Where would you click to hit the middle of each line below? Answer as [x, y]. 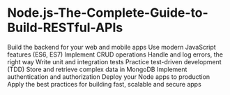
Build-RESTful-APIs [65, 28]
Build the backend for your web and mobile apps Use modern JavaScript [112, 47]
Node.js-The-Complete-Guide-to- [108, 13]
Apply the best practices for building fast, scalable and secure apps [105, 84]
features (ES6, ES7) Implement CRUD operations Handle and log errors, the [115, 54]
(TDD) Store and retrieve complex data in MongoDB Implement [97, 69]
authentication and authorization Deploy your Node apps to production [109, 76]
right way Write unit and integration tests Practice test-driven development [114, 61]
